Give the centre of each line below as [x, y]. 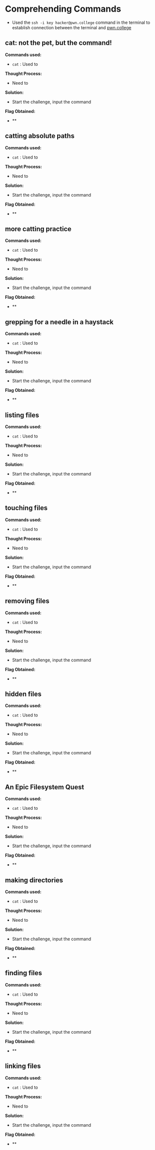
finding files [23, 973]
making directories [34, 880]
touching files [26, 508]
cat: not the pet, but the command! [59, 43]
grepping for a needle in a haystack [59, 322]
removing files [27, 601]
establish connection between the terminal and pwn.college [72, 27]
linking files [23, 1066]
